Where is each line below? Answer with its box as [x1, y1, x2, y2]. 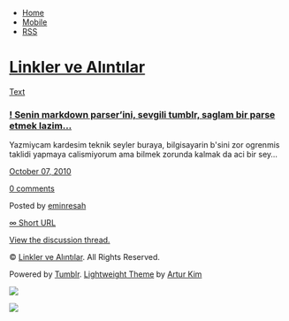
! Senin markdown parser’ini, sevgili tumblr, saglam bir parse [9, 108, 276, 120]
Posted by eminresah [9, 201, 87, 211]
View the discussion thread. [9, 234, 110, 246]
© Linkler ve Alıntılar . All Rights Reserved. [9, 252, 161, 263]
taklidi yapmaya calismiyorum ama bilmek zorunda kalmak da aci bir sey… [9, 149, 278, 160]
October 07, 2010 [9, 166, 72, 177]
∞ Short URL [9, 218, 57, 228]
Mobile [21, 17, 48, 27]
